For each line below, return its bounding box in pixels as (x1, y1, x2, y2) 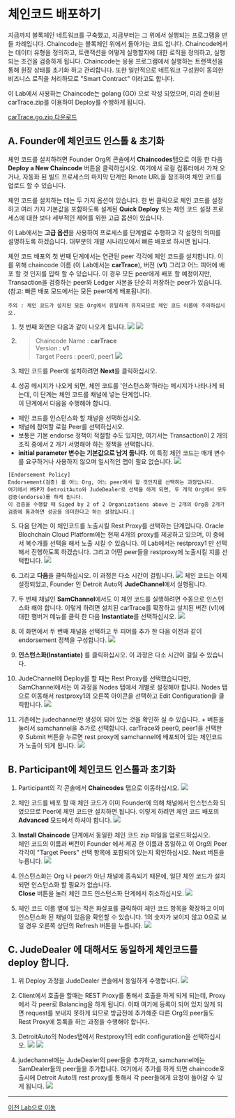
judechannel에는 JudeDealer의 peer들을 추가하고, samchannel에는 (17, 1056, 205, 1064)
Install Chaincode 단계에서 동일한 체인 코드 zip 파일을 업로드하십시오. (17, 830, 211, 839)
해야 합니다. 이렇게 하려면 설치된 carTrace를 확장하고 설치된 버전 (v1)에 (31, 603, 225, 611)
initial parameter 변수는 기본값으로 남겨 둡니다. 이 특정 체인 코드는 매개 (17, 448, 213, 457)
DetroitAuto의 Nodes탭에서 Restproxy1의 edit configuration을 (17, 1032, 191, 1041)
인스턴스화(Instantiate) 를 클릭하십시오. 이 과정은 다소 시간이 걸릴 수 (17, 650, 205, 659)
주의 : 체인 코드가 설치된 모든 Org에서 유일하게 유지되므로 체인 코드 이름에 (8, 301, 198, 309)
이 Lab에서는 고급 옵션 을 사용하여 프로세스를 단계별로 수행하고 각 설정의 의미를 (8, 228, 222, 237)
